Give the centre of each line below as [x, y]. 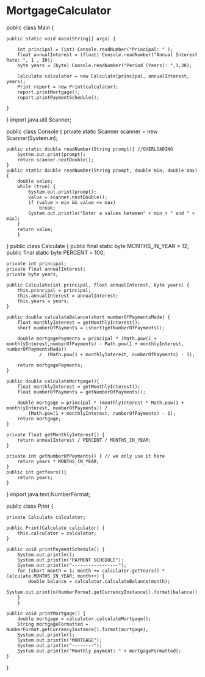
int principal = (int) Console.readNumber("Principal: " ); [95, 49]
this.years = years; [43, 301]
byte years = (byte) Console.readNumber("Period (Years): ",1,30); [105, 65]
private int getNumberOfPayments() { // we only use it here [86, 456]
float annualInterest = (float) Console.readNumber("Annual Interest [108, 55]
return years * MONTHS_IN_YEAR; [58, 461]
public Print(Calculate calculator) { [56, 528]
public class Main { [30, 27]
